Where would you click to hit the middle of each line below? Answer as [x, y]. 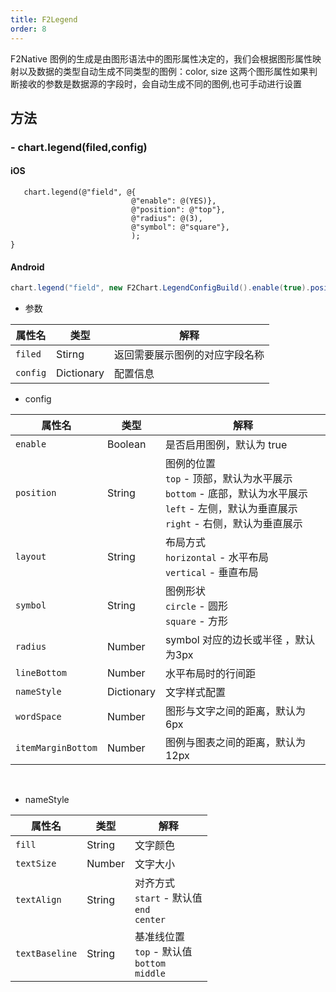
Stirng [70, 354]
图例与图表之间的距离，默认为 [235, 743]
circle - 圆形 [196, 606]
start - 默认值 [168, 898]
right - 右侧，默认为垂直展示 [233, 524]
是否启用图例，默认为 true [226, 445]
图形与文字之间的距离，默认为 [235, 711]
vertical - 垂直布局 [211, 573]
